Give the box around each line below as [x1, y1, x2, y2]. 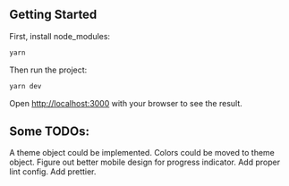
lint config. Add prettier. [9, 166, 97, 177]
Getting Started [9, 7, 98, 22]
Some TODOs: [9, 123, 89, 139]
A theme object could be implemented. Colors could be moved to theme [9, 148, 276, 158]
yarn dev [9, 81, 42, 90]
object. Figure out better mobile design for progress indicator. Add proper [9, 156, 280, 168]
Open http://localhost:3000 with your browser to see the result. [9, 97, 243, 108]
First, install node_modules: [9, 30, 110, 41]
